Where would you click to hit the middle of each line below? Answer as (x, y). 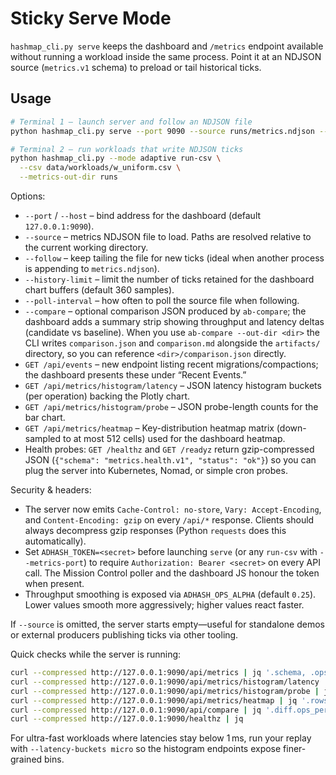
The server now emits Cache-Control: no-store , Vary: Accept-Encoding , (173, 509)
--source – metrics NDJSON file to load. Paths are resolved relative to (168, 236)
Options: (28, 196)
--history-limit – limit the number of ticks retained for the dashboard (169, 279)
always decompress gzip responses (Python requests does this (155, 530)
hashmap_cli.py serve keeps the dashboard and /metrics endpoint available (167, 46)
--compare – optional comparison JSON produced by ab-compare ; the (165, 311)
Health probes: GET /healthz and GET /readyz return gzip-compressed (169, 449)
